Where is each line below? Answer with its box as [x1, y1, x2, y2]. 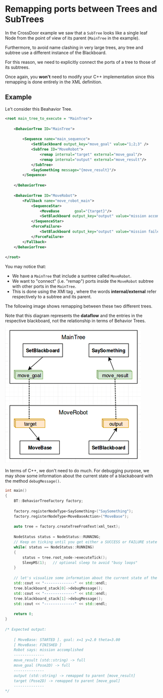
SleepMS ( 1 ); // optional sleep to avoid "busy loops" [22, 560, 138, 565]
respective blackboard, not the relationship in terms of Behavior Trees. [5, 318, 146, 324]
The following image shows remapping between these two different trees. [5, 303, 153, 309]
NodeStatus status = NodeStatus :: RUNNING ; [14, 535, 101, 540]
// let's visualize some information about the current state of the [14, 576, 158, 581]
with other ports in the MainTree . [12, 284, 77, 290]
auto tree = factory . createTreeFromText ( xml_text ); [14, 524, 120, 529]
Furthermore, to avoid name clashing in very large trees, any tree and [5, 44, 144, 50]
